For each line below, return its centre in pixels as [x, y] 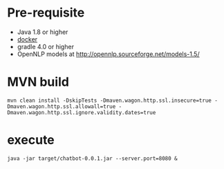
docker [27, 39]
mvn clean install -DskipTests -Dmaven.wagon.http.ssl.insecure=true [110, 100]
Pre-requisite [46, 13]
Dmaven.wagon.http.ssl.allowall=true [62, 106]
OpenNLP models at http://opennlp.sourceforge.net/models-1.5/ [108, 54]
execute [31, 140]
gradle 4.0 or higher [46, 46]
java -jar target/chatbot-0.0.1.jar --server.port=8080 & [92, 158]
